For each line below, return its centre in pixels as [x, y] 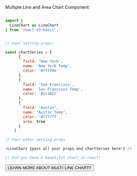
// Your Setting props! [30, 43]
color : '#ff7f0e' [41, 71]
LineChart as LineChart [34, 25]
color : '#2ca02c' [41, 94]
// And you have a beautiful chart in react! [53, 158]
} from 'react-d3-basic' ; [32, 30]
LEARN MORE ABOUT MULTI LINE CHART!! [50, 168]
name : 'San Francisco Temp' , [53, 89]
